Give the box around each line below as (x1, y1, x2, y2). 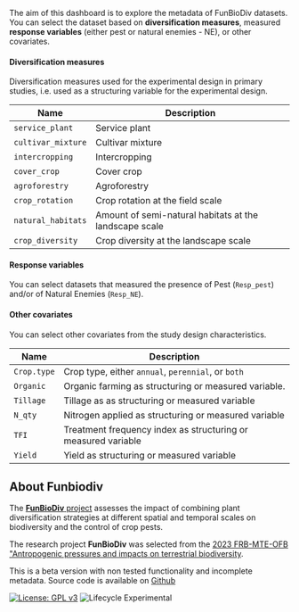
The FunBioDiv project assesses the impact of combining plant (9, 503, 240, 514)
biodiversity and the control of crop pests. (9, 522, 163, 533)
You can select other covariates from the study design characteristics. (9, 329, 267, 340)
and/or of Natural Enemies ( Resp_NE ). (9, 289, 144, 300)
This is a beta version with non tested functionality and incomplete (9, 566, 254, 576)
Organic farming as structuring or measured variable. (63, 379, 286, 392)
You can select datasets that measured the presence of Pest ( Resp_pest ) (9, 279, 274, 290)
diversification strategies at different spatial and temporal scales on (9, 512, 256, 523)
